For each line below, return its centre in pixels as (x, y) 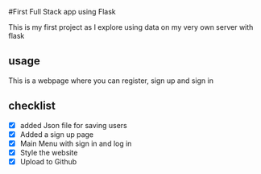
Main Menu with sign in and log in (76, 143)
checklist (32, 106)
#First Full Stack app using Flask (62, 12)
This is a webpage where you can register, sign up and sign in (111, 81)
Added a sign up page (57, 134)
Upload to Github (48, 161)
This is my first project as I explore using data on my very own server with (131, 27)
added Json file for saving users (73, 125)
